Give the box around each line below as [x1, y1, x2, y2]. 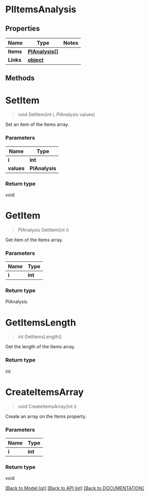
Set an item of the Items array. [5, 121, 69, 128]
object [27, 57, 44, 63]
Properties [5, 24, 40, 33]
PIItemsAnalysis [5, 4, 77, 15]
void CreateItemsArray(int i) [17, 403, 77, 410]
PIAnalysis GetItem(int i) [17, 226, 69, 233]
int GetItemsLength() [17, 333, 62, 340]
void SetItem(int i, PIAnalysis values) [17, 112, 95, 118]
